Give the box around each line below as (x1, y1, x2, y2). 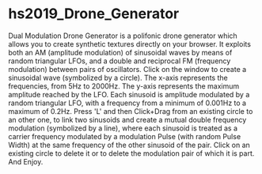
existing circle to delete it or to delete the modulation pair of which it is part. (8, 148, 255, 158)
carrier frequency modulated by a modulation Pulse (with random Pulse (8, 131, 241, 141)
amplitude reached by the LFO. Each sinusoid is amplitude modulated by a (8, 89, 250, 99)
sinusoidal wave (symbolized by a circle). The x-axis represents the (8, 73, 228, 82)
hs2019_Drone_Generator (8, 5, 180, 23)
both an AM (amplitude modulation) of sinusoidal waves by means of (8, 47, 233, 57)
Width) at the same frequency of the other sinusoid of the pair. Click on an (8, 140, 251, 149)
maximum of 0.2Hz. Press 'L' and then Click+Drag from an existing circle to (8, 106, 253, 115)
